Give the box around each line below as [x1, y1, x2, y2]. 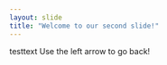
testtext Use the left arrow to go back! [9, 45, 151, 56]
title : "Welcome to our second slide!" [9, 21, 160, 30]
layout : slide [9, 12, 63, 22]
